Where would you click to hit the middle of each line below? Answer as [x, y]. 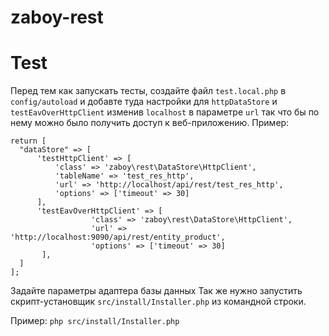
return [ [28, 141]
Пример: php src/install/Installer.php [95, 321]
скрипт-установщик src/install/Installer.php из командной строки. [158, 302]
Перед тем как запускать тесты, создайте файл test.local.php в [148, 91]
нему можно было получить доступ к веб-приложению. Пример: [150, 123]
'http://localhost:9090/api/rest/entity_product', [118, 237]
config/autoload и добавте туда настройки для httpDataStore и [144, 102]
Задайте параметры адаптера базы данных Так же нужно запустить [156, 291]
